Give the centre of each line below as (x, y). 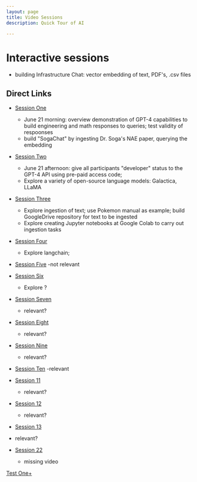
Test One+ (19, 473)
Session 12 (28, 404)
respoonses (38, 132)
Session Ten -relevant (42, 369)
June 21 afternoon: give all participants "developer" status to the (103, 168)
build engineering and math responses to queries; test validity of (104, 126)
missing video (41, 461)
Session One (31, 108)
